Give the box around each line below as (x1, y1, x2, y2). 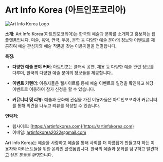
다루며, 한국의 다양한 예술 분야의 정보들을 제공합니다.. (12, 70, 113, 75)
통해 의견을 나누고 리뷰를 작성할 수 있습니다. (17, 103, 101, 108)
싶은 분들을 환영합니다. (10, 152, 54, 158)
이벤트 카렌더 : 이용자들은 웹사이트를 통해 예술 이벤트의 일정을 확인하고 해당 (12, 80, 154, 86)
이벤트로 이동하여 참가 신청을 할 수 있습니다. (12, 86, 96, 92)
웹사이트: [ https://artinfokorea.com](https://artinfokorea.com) (12, 123, 134, 129)
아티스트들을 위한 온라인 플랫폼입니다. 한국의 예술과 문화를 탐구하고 (18, 145, 145, 151)
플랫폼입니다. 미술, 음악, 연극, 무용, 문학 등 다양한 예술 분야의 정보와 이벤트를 (5, 37, 150, 43)
